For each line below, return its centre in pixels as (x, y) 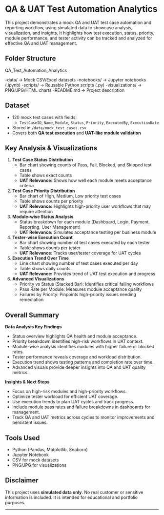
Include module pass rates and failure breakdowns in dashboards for (81, 407)
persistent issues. (30, 422)
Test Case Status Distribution (42, 160)
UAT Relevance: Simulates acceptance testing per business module (88, 232)
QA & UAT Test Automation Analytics (81, 9)
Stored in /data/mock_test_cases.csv (49, 127)
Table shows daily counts (45, 269)
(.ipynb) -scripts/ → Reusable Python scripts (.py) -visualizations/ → (73, 85)
